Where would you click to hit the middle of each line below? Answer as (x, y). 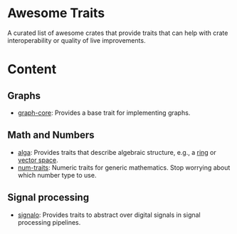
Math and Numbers (51, 135)
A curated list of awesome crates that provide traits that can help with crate (118, 33)
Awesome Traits (56, 13)
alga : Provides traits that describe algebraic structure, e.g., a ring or (117, 152)
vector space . (38, 160)
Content (32, 70)
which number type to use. (57, 175)
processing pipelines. (49, 222)
